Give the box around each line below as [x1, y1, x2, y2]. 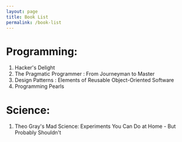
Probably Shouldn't [14, 129, 62, 136]
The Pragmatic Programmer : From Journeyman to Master [14, 70, 155, 77]
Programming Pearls [14, 83, 65, 90]
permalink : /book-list [6, 19, 62, 25]
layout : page [6, 8, 38, 15]
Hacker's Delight [14, 64, 55, 71]
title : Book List [6, 14, 49, 20]
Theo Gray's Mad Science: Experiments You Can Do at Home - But [14, 123, 176, 130]
